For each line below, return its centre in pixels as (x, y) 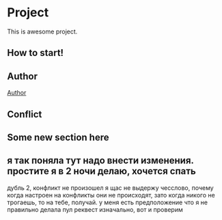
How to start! (35, 53)
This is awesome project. (42, 31)
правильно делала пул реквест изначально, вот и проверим (95, 209)
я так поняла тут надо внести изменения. (100, 161)
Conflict (25, 114)
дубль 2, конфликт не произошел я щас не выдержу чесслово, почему (110, 188)
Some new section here (58, 137)
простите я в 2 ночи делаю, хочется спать (101, 171)
